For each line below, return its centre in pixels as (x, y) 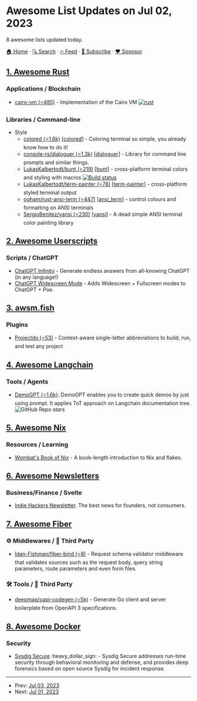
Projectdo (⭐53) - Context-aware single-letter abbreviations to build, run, (103, 338)
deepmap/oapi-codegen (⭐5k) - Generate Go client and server (90, 600)
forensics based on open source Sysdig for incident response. (90, 669)
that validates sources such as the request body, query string (89, 562)
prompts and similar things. (56, 162)
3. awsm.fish (30, 308)
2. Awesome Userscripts (52, 241)
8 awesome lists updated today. (45, 39)
